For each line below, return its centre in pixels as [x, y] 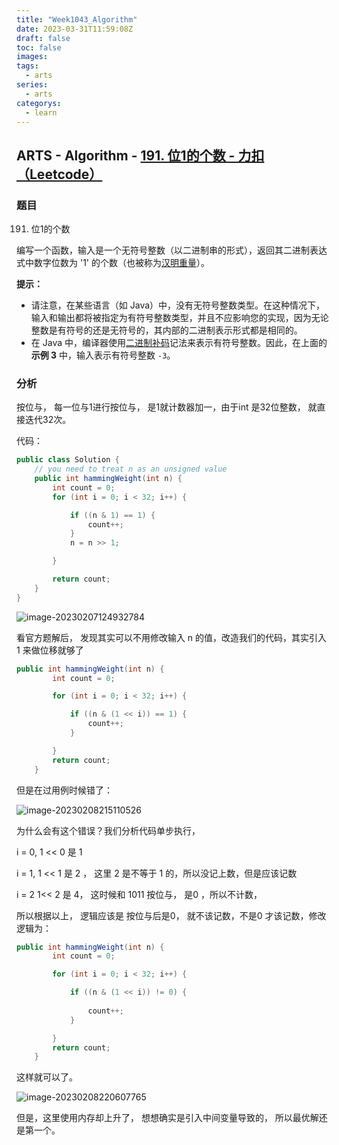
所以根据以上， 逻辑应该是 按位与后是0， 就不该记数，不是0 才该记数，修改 [171, 915]
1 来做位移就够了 [50, 650]
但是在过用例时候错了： [64, 790]
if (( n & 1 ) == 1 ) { [112, 515]
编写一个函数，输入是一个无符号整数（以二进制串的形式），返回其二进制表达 [172, 250]
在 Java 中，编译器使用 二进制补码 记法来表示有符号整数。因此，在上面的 [179, 343]
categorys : [39, 103]
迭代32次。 [48, 420]
